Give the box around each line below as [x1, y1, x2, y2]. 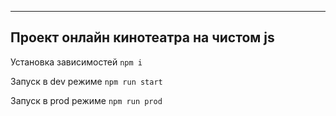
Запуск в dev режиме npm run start [10, 75, 163, 87]
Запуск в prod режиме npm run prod [10, 94, 163, 106]
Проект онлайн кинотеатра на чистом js [10, 29, 275, 46]
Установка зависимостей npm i [10, 56, 143, 68]
